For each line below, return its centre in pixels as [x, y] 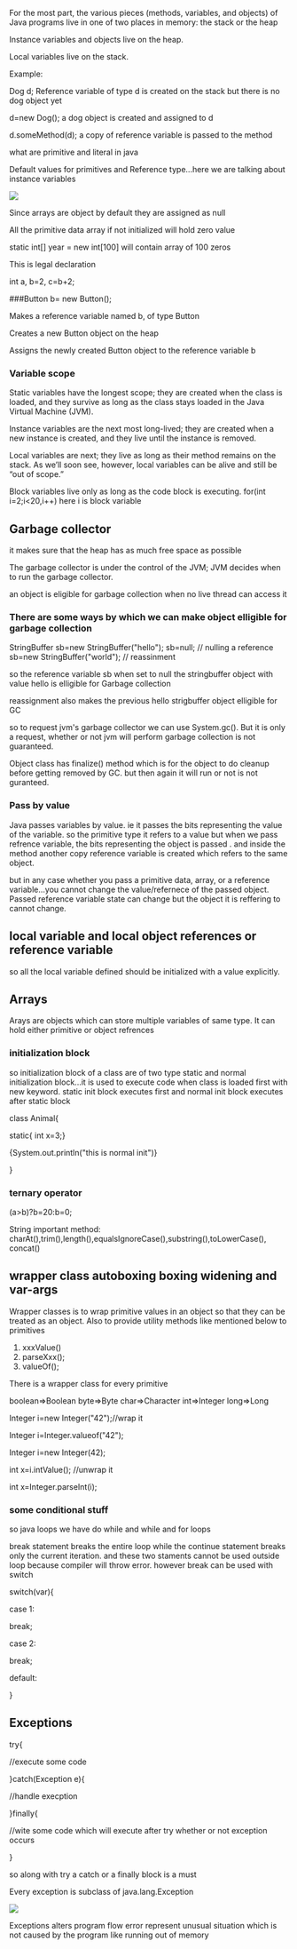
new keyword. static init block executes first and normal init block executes [146, 1091]
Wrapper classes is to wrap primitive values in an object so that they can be [147, 1311]
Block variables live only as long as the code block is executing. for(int [137, 491]
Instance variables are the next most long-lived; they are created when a [142, 429]
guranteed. [29, 783]
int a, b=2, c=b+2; [42, 282]
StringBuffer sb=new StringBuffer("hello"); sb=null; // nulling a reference [141, 648]
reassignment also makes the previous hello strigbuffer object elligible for [143, 701]
